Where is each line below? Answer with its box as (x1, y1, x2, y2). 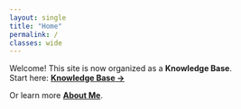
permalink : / (9, 30, 59, 39)
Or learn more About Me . (9, 90, 104, 101)
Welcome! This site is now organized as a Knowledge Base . (9, 63, 233, 74)
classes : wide (9, 38, 63, 48)
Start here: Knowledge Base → (9, 73, 125, 84)
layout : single (9, 13, 67, 23)
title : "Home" (9, 22, 63, 31)
